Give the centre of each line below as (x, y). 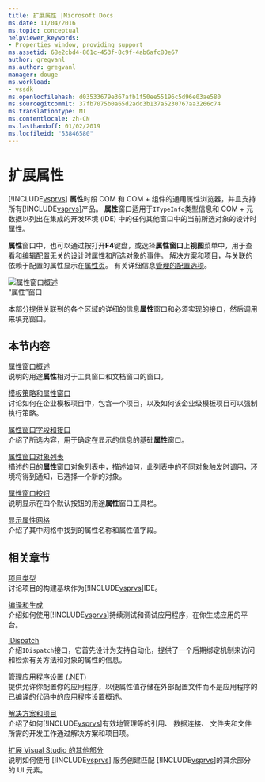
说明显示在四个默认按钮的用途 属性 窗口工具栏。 (84, 504)
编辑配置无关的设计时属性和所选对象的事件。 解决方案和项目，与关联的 (137, 255)
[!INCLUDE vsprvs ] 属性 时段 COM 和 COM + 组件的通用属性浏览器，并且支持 (132, 198)
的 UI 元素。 (28, 770)
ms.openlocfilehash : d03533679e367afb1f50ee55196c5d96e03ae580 (115, 97)
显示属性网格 (29, 520)
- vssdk (21, 89)
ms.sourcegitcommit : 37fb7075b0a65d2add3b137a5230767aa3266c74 (115, 104)
